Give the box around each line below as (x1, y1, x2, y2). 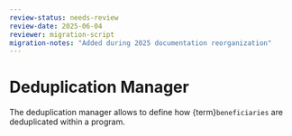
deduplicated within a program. (9, 116, 126, 127)
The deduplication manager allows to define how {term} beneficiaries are (9, 107, 284, 118)
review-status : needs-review (9, 13, 119, 23)
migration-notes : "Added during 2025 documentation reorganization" (9, 38, 272, 48)
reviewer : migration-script (9, 30, 115, 39)
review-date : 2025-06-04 (9, 22, 103, 31)
